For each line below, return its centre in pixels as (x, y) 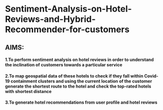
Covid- (151, 76)
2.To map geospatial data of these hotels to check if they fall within (74, 76)
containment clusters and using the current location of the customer (81, 81)
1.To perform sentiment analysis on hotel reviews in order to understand (80, 60)
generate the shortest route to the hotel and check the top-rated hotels (78, 86)
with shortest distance (28, 91)
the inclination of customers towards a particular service (64, 65)
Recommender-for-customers (67, 30)
